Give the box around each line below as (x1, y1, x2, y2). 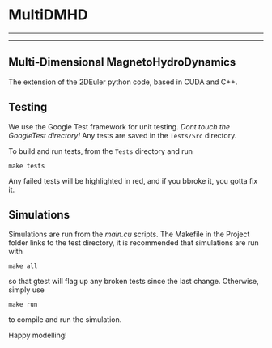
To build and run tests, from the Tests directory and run (8, 146, 193, 155)
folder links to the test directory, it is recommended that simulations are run (8, 238, 259, 248)
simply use (8, 285, 45, 295)
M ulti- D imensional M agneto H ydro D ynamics (8, 55, 236, 70)
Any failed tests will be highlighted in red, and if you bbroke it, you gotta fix (8, 176, 258, 185)
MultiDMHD (8, 6, 88, 24)
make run (8, 301, 38, 309)
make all (8, 262, 38, 270)
